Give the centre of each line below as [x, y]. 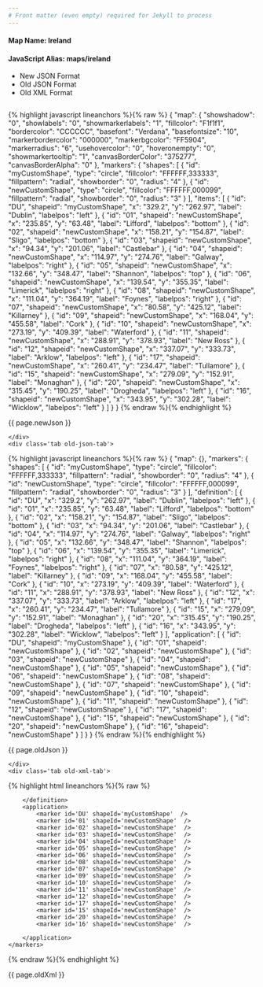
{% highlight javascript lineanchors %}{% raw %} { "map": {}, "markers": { [128, 459]
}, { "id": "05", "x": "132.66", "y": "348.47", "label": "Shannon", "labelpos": [128, 542]
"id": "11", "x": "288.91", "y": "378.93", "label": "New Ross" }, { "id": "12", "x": [131, 593]
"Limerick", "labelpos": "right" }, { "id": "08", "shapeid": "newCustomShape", [132, 290]
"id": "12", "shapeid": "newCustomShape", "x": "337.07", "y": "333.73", [122, 349]
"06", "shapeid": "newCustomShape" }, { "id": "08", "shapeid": [109, 676]
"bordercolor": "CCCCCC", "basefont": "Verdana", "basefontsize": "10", [123, 131]
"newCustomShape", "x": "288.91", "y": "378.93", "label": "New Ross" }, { [127, 341]
